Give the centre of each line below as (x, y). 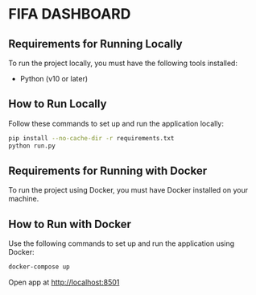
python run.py (32, 146)
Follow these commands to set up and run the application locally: (116, 123)
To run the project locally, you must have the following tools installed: (123, 63)
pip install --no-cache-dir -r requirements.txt (91, 138)
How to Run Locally (58, 104)
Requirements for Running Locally (95, 44)
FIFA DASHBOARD (70, 14)
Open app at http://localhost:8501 (64, 282)
